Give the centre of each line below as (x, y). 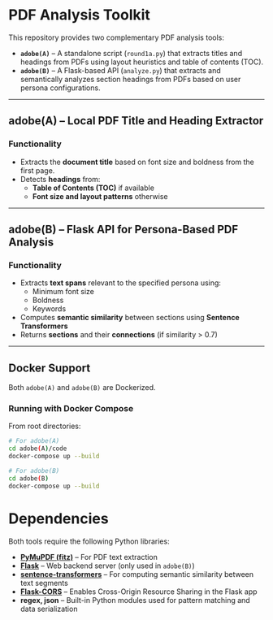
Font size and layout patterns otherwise (100, 196)
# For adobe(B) (34, 471)
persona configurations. (60, 88)
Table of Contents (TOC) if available (93, 188)
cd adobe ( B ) (28, 478)
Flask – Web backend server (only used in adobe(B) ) (107, 566)
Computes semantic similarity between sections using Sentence (130, 318)
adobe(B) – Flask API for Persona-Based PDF (123, 230)
